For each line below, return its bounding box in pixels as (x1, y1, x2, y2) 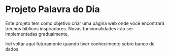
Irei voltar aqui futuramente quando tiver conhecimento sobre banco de (5, 40, 155, 46)
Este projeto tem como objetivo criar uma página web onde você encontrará (5, 20, 164, 26)
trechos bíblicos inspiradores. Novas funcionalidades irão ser (5, 25, 133, 31)
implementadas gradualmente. (5, 31, 69, 37)
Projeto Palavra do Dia (5, 4, 100, 15)
